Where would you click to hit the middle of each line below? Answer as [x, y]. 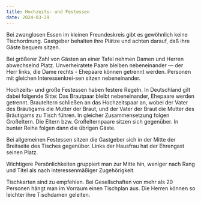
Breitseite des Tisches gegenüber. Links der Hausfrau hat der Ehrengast [95, 146]
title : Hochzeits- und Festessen [48, 12]
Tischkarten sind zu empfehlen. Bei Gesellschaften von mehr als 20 [90, 182]
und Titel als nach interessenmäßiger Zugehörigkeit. [70, 170]
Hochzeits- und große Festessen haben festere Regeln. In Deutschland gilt [98, 89]
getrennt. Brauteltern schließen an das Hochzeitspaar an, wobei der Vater [97, 102]
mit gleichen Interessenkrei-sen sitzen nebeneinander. [73, 78]
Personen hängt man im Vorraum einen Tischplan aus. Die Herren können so [101, 188]
